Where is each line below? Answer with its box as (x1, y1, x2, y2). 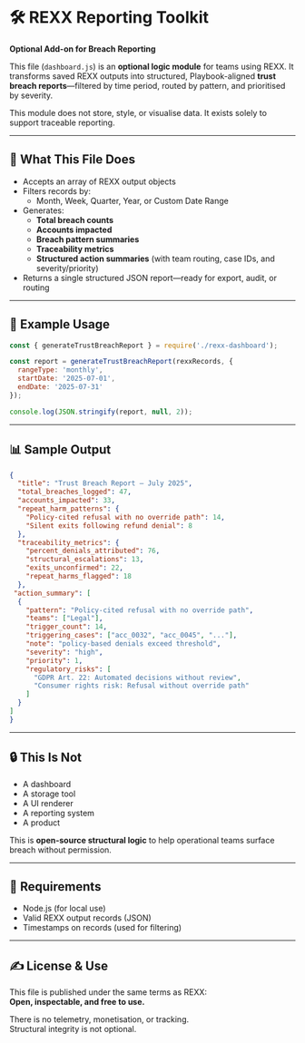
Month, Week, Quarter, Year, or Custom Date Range (35, 195, 229, 206)
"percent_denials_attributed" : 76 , (25, 546, 161, 556)
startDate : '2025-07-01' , (17, 374, 116, 384)
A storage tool (22, 788, 76, 799)
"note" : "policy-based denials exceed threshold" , (25, 639, 221, 648)
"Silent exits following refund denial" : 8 (25, 521, 193, 531)
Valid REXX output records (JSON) (22, 912, 152, 923)
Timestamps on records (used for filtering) (22, 922, 182, 933)
